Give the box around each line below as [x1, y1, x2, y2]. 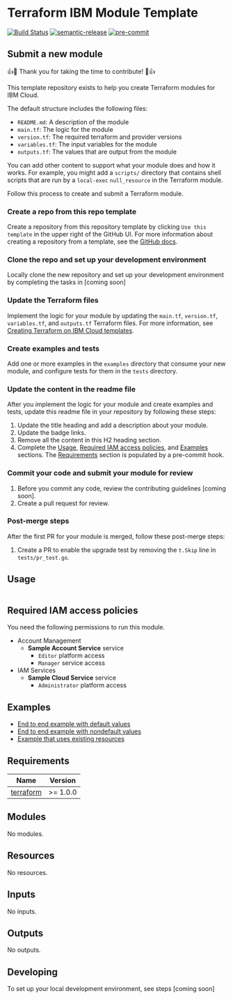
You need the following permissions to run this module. [7, 623, 166, 632]
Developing [7, 966, 58, 978]
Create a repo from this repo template [7, 207, 137, 216]
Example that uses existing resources [17, 735, 125, 743]
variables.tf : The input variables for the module [17, 140, 158, 148]
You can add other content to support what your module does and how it [7, 161, 216, 169]
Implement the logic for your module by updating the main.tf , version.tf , [7, 311, 218, 320]
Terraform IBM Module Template [7, 5, 198, 21]
